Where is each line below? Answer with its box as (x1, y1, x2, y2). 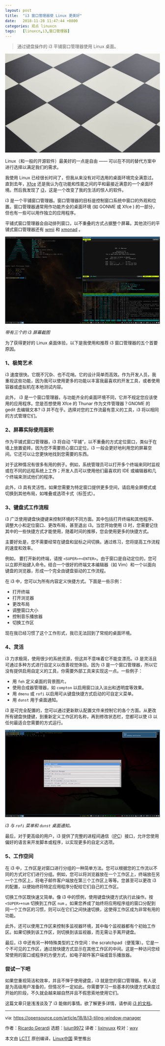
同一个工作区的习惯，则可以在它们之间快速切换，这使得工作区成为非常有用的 (5, 906, 160, 912)
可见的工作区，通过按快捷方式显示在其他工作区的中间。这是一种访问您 (13, 945, 156, 951)
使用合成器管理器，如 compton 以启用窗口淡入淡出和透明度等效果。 (12, 685, 146, 691)
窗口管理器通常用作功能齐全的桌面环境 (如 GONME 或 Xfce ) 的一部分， (13, 204, 158, 209)
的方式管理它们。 (5, 413, 40, 419)
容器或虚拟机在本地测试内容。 (5, 384, 65, 390)
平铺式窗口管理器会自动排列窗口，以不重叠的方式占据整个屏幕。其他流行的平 (5, 220, 160, 226)
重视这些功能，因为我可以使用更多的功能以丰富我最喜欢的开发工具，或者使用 (5, 378, 160, 384)
